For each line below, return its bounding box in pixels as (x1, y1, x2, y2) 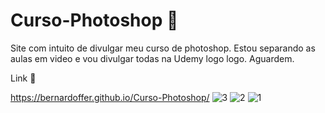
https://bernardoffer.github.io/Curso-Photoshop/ (10, 91, 210, 103)
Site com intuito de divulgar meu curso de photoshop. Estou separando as (10, 42, 316, 54)
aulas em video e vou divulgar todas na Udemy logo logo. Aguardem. (10, 52, 295, 64)
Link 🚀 (10, 72, 37, 84)
